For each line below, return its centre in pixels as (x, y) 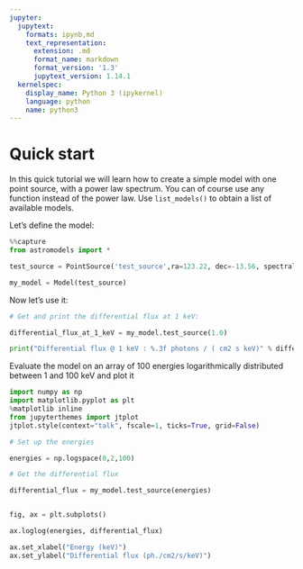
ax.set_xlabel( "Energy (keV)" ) (68, 547)
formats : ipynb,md (60, 34)
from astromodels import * (60, 250)
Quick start (52, 154)
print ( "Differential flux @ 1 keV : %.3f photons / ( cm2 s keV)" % (141, 349)
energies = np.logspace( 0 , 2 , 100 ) (72, 458)
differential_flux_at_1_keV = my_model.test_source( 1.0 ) (119, 333)
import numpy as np (46, 393)
